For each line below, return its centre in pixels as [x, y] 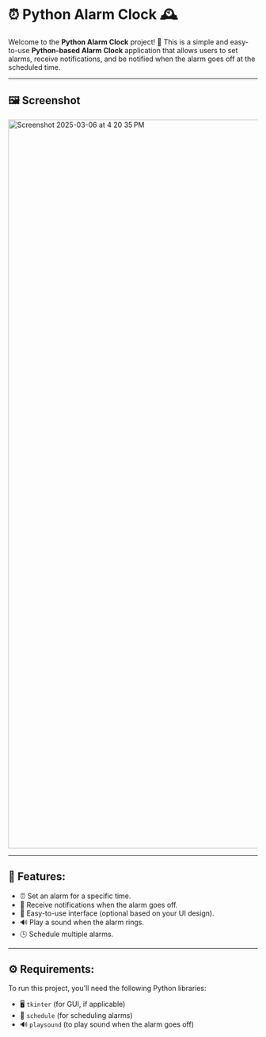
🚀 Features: [37, 877]
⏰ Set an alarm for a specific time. [75, 896]
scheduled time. [34, 67]
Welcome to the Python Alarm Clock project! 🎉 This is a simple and [118, 42]
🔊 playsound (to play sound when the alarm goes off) [107, 1024]
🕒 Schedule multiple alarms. [66, 934]
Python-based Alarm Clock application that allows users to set [135, 50]
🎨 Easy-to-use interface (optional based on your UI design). [117, 913]
